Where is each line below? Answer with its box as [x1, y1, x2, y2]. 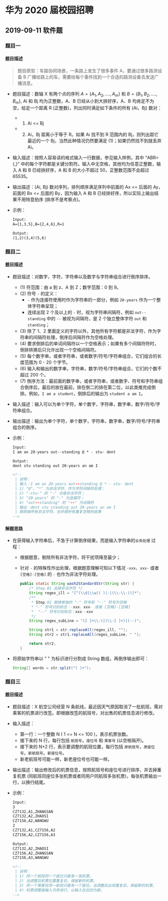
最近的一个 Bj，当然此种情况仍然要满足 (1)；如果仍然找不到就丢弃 [27, 138, 161, 144]
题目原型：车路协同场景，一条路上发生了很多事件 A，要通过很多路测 [17, 67, 158, 73]
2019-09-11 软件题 [5, 26, 63, 34]
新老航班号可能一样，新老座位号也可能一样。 [19, 756, 112, 762]
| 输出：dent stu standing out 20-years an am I [14, 504, 116, 510]
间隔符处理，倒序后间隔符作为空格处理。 [33, 334, 116, 340]
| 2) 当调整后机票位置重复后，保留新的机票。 [14, 878, 97, 883]
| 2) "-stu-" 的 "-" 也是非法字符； [14, 490, 85, 495]
